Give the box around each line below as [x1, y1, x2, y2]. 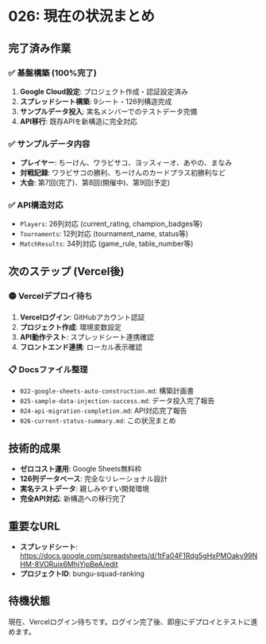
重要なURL [8, 519, 61, 533]
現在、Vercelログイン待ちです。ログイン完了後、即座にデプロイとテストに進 [8, 617, 258, 627]
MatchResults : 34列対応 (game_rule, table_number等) [19, 239, 194, 249]
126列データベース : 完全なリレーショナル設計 [19, 474, 168, 483]
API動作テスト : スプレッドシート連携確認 [19, 332, 155, 342]
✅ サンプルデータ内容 [8, 138, 91, 149]
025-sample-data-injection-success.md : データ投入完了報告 [19, 396, 215, 405]
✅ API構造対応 [8, 200, 64, 211]
